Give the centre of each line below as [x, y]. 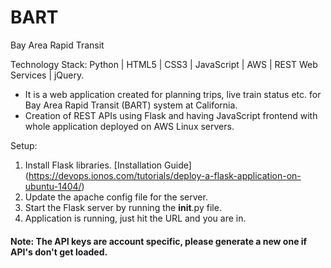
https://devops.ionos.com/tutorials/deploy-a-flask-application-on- [165, 175]
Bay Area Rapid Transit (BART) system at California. [131, 105]
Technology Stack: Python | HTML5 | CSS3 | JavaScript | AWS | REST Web [164, 64]
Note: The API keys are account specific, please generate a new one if [159, 241]
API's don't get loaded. [59, 252]
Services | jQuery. [47, 75]
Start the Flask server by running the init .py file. [123, 207]
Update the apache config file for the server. [116, 197]
